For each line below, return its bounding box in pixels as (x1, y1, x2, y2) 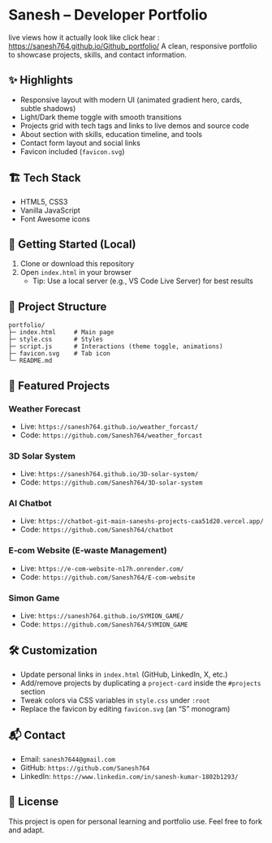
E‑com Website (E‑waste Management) (8, 545, 168, 557)
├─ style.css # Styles (8, 335, 104, 344)
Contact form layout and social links (19, 138, 140, 148)
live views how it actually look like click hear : (8, 32, 160, 42)
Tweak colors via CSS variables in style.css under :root (19, 695, 210, 705)
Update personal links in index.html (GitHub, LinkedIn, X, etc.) (19, 669, 228, 679)
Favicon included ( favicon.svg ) (19, 146, 125, 156)
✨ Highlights (8, 73, 73, 87)
